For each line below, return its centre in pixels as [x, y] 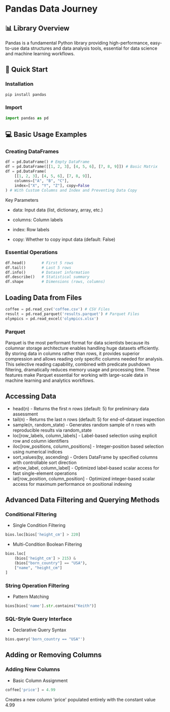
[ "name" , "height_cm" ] [38, 568]
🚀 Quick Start [27, 70]
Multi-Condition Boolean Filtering [47, 544]
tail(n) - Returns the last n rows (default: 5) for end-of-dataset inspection [89, 419]
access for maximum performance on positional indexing [72, 484]
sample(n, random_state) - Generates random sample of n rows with [84, 424]
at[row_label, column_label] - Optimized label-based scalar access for [86, 468]
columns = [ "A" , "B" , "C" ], [42, 181]
